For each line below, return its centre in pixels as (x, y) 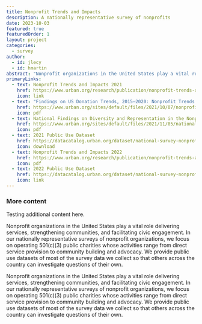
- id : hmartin (29, 68)
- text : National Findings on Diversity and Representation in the (98, 118)
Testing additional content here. (46, 214)
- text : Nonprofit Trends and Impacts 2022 (67, 152)
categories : (21, 46)
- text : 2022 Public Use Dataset (54, 169)
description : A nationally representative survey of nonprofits (88, 17)
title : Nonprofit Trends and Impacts (54, 12)
